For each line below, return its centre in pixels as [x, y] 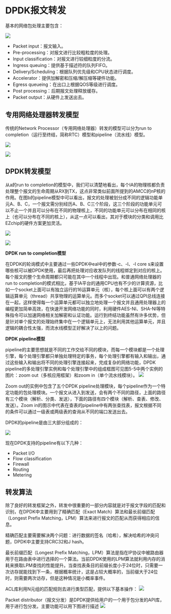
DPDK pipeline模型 [25, 338]
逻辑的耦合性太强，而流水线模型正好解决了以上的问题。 [63, 328]
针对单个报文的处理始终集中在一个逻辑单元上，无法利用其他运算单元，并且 [88, 321]
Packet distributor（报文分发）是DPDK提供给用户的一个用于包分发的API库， [85, 600]
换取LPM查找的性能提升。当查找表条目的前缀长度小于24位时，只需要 [86, 565]
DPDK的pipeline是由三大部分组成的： [44, 422]
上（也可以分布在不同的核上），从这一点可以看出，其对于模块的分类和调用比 [84, 217]
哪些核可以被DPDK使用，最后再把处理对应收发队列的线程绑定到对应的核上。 [85, 270]
